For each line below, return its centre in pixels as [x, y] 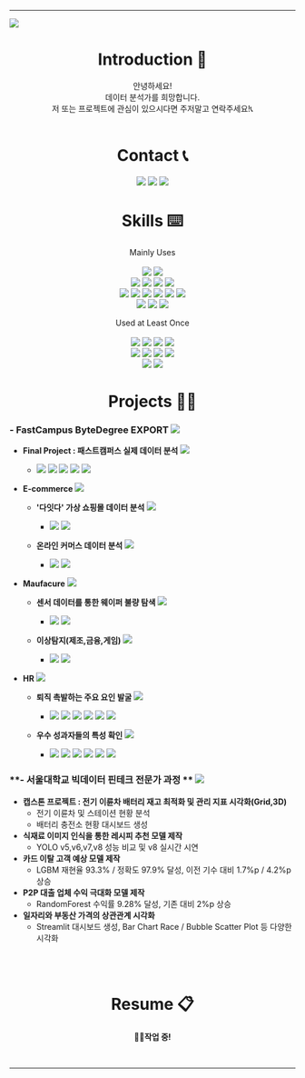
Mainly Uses [152, 252]
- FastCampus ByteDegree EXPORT [89, 430]
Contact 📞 [152, 156]
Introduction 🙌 [152, 60]
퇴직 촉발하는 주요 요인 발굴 [84, 697]
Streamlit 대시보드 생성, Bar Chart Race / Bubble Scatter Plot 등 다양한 [164, 926]
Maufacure [44, 584]
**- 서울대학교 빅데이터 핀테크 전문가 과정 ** [101, 780]
